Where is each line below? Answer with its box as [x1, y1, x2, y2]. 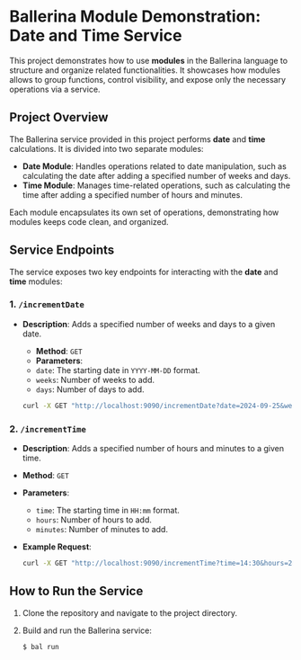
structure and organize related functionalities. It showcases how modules [9, 65, 281, 76]
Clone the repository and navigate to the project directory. [22, 607, 238, 618]
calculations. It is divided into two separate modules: [9, 143, 204, 154]
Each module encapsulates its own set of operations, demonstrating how [9, 207, 279, 218]
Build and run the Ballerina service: [22, 625, 153, 636]
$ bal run [22, 642, 60, 651]
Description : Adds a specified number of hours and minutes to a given [22, 443, 285, 454]
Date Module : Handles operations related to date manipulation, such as [22, 160, 288, 172]
